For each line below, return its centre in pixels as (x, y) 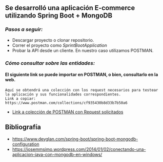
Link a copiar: (20, 99)
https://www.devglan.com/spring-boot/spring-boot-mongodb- (75, 139)
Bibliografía (23, 127)
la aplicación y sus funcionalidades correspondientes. (63, 94)
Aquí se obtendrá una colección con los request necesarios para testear (82, 90)
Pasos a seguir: (24, 30)
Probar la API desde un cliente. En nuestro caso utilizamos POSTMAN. (83, 50)
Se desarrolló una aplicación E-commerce (70, 8)
